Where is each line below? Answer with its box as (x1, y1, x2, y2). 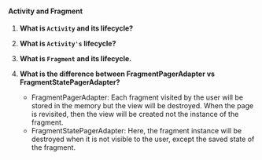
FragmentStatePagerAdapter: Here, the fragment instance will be (31, 126, 242, 136)
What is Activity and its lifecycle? (19, 24, 134, 33)
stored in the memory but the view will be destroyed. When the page (31, 101, 254, 111)
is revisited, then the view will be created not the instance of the (31, 110, 239, 119)
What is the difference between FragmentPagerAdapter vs (19, 69, 215, 78)
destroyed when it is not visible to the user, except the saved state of (31, 134, 255, 144)
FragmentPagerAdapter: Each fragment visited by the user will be (31, 93, 244, 102)
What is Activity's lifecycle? (19, 39, 116, 49)
